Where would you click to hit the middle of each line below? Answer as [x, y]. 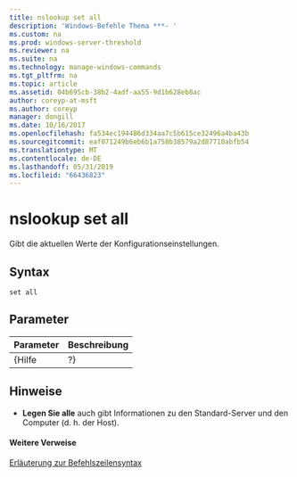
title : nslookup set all [55, 17]
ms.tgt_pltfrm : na [43, 76]
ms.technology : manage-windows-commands [86, 68]
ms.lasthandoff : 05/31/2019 [62, 167]
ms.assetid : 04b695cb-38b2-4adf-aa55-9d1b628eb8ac [105, 92]
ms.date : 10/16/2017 [48, 126]
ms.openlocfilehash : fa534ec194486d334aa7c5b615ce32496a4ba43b [129, 134]
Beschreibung [98, 344]
